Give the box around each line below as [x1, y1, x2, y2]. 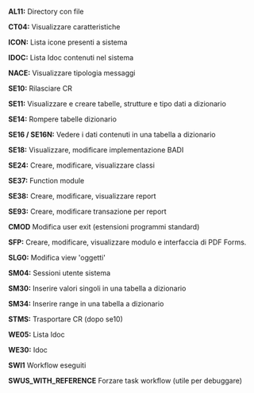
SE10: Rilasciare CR [8, 83, 73, 93]
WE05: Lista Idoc [8, 329, 65, 339]
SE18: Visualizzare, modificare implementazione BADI [8, 145, 184, 154]
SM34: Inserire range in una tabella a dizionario [8, 299, 164, 308]
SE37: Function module [8, 176, 85, 185]
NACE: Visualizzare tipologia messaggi [8, 68, 136, 78]
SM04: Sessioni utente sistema [8, 268, 111, 277]
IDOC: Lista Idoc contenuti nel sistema [8, 53, 134, 62]
